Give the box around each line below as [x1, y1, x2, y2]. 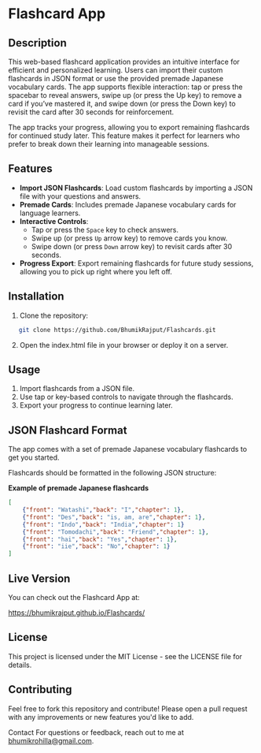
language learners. [19, 208, 81, 218]
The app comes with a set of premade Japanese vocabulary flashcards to [8, 445, 248, 454]
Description [8, 36, 67, 50]
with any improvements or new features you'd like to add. [8, 712, 194, 721]
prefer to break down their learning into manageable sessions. [8, 140, 210, 148]
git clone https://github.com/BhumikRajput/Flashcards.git [18, 326, 216, 334]
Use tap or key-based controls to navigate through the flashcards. [19, 392, 233, 402]
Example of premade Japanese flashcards [8, 483, 149, 493]
